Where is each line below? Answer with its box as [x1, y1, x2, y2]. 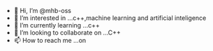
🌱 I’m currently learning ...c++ [13, 21, 100, 29]
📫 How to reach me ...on [13, 37, 87, 44]
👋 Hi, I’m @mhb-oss [13, 7, 72, 14]
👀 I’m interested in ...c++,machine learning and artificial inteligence [13, 14, 207, 22]
